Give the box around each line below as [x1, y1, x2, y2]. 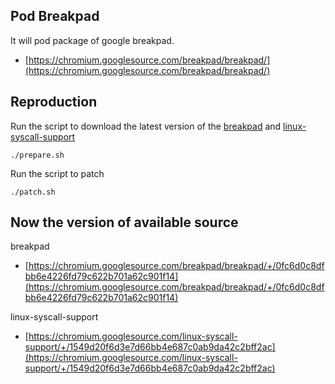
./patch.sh [10, 187, 56, 197]
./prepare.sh [10, 150, 65, 160]
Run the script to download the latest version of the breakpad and [10, 120, 282, 132]
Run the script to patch [10, 167, 105, 179]
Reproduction [10, 94, 98, 111]
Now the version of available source [10, 214, 239, 231]
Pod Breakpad [10, 8, 100, 25]
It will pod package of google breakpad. [10, 34, 175, 46]
